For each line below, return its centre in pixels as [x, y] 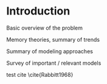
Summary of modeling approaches [50, 51]
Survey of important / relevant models [54, 63]
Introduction [38, 11]
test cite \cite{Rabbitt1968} [40, 74]
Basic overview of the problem [45, 28]
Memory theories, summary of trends [53, 39]
